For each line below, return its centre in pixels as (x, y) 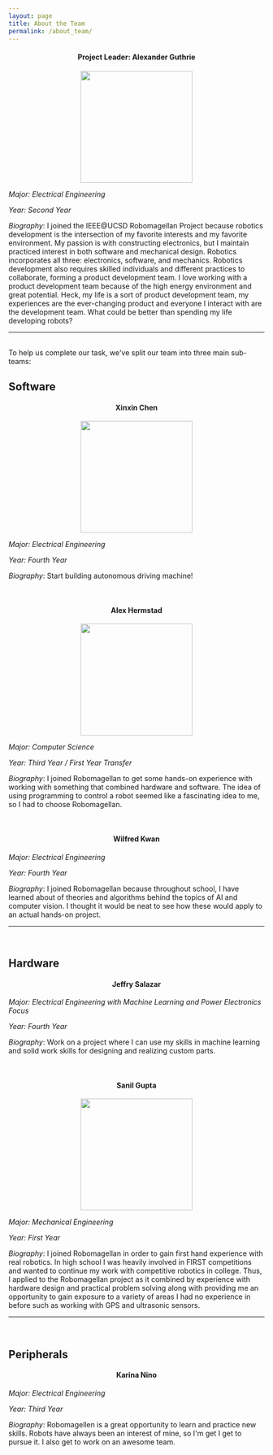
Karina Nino (136, 1375)
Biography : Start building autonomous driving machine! (101, 576)
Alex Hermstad (136, 610)
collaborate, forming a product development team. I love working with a (128, 277)
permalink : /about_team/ (50, 31)
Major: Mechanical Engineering (61, 1222)
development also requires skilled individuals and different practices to (127, 268)
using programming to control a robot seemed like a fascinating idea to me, (134, 796)
